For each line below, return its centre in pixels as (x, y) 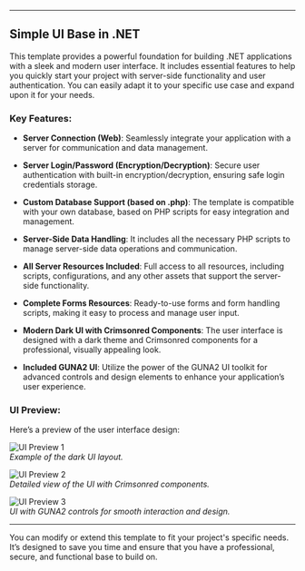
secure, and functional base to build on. (84, 557)
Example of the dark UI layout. (67, 457)
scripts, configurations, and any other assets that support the (137, 276)
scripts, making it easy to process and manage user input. (131, 313)
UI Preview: (35, 410)
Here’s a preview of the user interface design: (94, 430)
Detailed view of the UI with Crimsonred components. (110, 484)
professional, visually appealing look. (92, 349)
